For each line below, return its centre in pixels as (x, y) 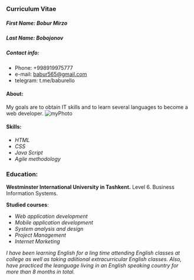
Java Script (29, 153)
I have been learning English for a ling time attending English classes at (93, 253)
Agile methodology (37, 159)
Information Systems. (32, 194)
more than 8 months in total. (41, 272)
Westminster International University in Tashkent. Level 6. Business (91, 187)
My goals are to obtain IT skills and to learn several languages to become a (97, 107)
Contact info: (23, 53)
